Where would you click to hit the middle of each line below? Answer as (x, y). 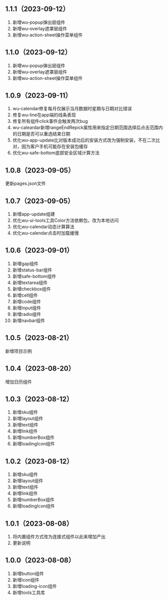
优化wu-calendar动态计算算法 (43, 227)
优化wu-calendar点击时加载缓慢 (46, 233)
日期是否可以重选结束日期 (44, 134)
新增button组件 (28, 573)
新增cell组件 (25, 295)
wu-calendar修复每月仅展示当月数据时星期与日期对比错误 (72, 109)
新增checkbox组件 (32, 289)
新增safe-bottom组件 (34, 276)
